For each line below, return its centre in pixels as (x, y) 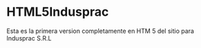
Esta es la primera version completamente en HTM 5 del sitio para (100, 31)
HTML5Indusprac (58, 12)
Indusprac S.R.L (29, 38)
